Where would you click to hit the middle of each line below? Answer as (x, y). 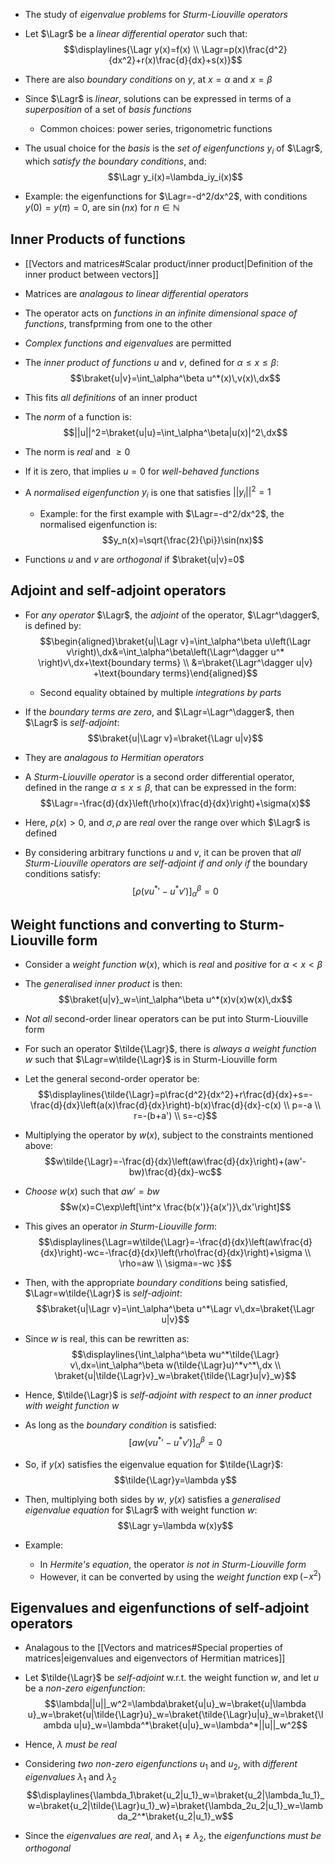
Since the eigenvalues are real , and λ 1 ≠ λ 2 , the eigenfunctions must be (173, 1836)
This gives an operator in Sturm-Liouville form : (121, 1226)
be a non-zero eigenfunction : (85, 1688)
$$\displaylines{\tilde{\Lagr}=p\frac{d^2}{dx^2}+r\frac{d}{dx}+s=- (175, 1095)
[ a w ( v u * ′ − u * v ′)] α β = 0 (175, 1443)
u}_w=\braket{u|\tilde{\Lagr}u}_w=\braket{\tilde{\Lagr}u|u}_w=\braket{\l (175, 1715)
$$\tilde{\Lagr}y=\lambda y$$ (175, 1480)
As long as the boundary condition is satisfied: (120, 1425)
